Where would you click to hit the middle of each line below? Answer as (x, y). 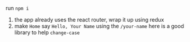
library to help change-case (47, 32)
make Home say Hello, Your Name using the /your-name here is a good (99, 26)
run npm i (17, 8)
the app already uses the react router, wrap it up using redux (89, 19)
